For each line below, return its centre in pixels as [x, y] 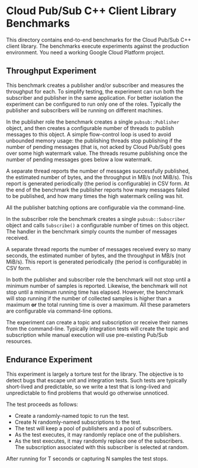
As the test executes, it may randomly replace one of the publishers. [98, 434]
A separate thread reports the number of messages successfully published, [98, 171]
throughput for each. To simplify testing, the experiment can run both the [95, 91]
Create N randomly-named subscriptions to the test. [78, 422]
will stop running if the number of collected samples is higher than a [89, 298]
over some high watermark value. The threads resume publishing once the [97, 153]
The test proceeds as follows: [42, 404]
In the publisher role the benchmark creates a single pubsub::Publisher [93, 122]
